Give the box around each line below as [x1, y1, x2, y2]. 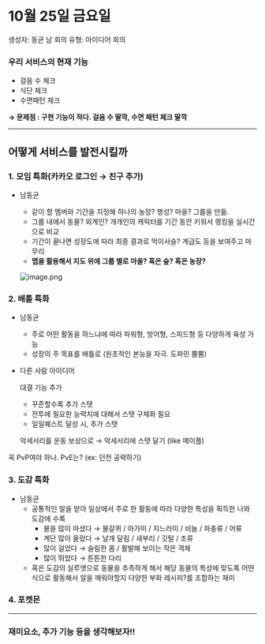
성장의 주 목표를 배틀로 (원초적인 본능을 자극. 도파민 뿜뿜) [31, 349, 207, 359]
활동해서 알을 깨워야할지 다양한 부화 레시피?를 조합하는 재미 [52, 573, 235, 582]
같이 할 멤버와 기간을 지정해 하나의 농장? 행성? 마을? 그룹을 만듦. [31, 207, 230, 216]
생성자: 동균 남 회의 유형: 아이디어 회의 [8, 35, 126, 44]
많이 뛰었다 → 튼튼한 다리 [43, 553, 122, 563]
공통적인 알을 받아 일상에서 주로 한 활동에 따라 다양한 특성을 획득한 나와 [31, 504, 251, 513]
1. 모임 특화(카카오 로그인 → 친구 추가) [8, 170, 144, 182]
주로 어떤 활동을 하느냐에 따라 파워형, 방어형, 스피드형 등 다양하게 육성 [31, 329, 246, 339]
